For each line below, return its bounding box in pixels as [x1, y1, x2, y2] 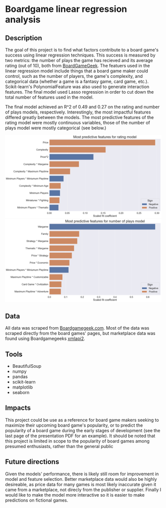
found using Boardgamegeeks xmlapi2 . [5, 336, 85, 341]
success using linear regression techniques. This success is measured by [5, 52, 156, 58]
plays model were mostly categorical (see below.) [5, 125, 107, 131]
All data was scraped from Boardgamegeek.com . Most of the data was [5, 325, 150, 331]
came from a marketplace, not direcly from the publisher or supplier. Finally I [5, 487, 162, 493]
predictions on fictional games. [5, 497, 68, 503]
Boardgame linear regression [5, 3, 127, 15]
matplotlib [12, 384, 33, 390]
